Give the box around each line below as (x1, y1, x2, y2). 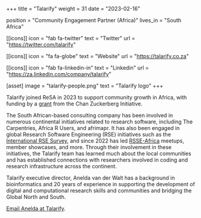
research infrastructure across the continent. (6, 163, 117, 169)
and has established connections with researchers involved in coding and (6, 156, 188, 163)
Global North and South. (6, 193, 66, 200)
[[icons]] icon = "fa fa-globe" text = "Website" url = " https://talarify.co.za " (6, 53, 189, 59)
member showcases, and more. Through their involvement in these (6, 144, 172, 150)
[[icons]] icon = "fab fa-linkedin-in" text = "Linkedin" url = (6, 64, 149, 71)
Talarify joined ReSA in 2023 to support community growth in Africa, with (6, 94, 187, 101)
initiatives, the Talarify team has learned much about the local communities (6, 150, 191, 157)
